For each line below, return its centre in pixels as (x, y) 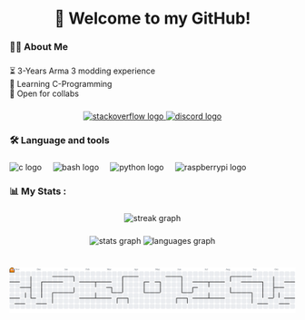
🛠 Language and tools (60, 140)
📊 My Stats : (38, 191)
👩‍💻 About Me (39, 47)
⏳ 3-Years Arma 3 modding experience (83, 71)
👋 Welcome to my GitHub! (152, 19)
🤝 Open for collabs (44, 93)
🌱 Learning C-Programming (61, 84)
